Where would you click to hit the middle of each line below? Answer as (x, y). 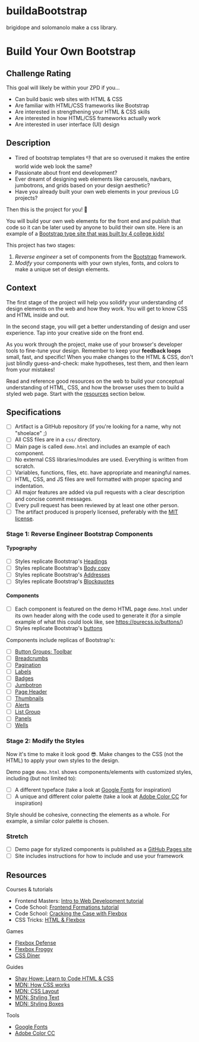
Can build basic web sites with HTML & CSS (69, 99)
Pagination (28, 665)
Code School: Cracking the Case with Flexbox (71, 914)
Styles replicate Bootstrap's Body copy (62, 568)
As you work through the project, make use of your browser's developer (94, 344)
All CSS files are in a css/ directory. (58, 440)
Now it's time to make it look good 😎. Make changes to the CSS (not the (95, 754)
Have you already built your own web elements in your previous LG (97, 191)
